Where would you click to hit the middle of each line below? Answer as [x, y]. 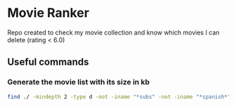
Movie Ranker [48, 13]
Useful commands [48, 62]
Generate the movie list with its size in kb [78, 82]
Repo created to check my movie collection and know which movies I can [113, 32]
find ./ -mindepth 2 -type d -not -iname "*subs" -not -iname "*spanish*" [119, 96]
